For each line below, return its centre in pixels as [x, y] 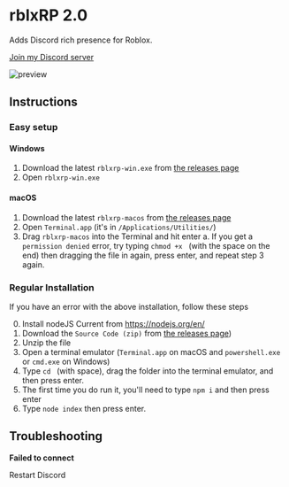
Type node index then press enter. [84, 408]
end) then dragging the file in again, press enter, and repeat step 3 [143, 255]
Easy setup [34, 128]
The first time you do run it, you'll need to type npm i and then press [145, 390]
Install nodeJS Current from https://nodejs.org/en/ [113, 323]
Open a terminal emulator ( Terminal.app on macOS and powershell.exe [151, 352]
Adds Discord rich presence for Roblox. [81, 40]
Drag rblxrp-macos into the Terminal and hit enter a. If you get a [137, 236]
